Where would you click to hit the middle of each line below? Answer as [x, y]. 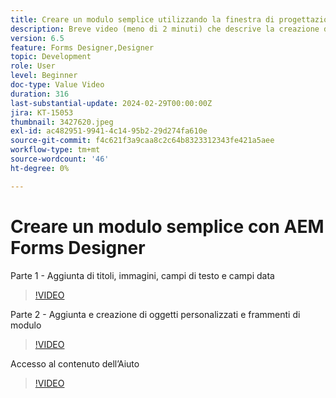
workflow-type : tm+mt [55, 150]
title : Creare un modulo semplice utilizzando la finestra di [142, 19]
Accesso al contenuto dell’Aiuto [75, 363]
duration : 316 [40, 94]
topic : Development [51, 57]
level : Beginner [44, 76]
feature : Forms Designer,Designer [82, 47]
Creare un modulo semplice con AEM [167, 226]
